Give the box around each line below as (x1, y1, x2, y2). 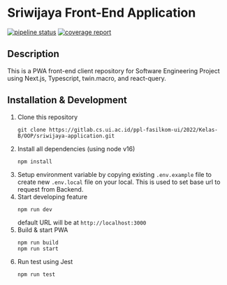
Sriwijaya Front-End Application (7, 5, 196, 21)
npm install (17, 158, 52, 165)
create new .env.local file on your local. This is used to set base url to (17, 178, 221, 186)
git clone (17, 126, 47, 133)
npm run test (17, 270, 56, 278)
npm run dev (17, 206, 52, 213)
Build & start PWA (17, 225, 68, 234)
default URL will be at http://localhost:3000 (17, 218, 147, 226)
